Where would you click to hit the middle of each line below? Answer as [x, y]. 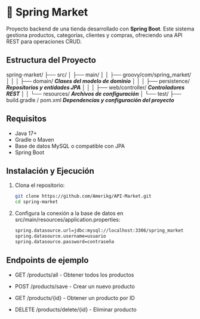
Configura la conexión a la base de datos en [69, 213]
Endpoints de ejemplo [47, 260]
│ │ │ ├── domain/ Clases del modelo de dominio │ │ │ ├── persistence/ [98, 81]
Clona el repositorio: [40, 185]
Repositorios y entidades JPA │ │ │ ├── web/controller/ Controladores [96, 87]
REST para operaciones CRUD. [44, 41]
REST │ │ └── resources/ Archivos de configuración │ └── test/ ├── [94, 93]
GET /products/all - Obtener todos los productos [74, 275]
